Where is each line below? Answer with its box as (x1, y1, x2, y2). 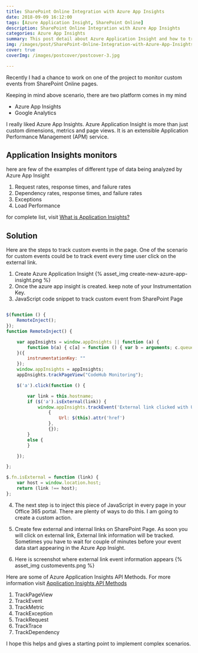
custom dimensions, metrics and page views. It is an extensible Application (6, 127, 189, 134)
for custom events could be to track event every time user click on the (6, 253, 176, 260)
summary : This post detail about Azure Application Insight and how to (6, 36, 186, 42)
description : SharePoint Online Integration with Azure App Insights (6, 25, 181, 31)
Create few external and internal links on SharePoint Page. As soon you (14, 525, 188, 532)
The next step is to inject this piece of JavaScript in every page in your (14, 502, 186, 509)
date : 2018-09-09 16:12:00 (6, 14, 72, 20)
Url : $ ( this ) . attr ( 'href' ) (58, 415, 126, 421)
